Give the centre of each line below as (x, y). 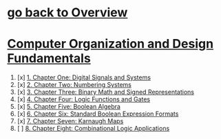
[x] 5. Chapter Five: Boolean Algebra (69, 107)
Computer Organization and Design (110, 44)
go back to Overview (67, 13)
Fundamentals (49, 59)
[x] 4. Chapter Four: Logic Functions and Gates (83, 99)
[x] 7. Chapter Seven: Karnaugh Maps (70, 121)
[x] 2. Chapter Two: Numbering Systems (74, 85)
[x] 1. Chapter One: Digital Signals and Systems (84, 77)
